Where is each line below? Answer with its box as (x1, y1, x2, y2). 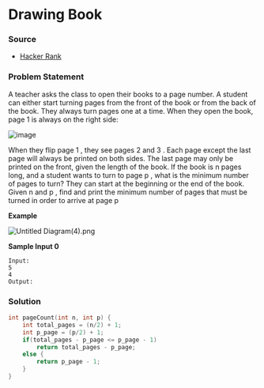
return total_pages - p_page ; (36, 343, 136, 351)
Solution (8, 296, 42, 307)
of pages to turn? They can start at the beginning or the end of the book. (8, 179, 245, 188)
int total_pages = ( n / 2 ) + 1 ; (22, 321, 123, 329)
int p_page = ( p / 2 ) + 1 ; (22, 328, 104, 337)
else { (22, 350, 44, 359)
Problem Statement (8, 71, 85, 82)
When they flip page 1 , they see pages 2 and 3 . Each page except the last (8, 145, 251, 155)
